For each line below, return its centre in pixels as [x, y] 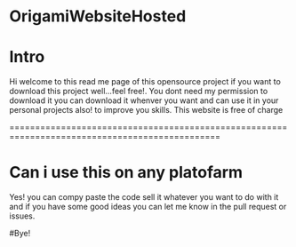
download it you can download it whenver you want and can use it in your [144, 100]
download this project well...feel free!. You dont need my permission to [139, 92]
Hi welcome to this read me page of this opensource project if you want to [145, 82]
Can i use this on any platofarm [126, 173]
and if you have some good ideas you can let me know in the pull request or [148, 207]
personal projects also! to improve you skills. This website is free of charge [146, 110]
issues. [22, 216]
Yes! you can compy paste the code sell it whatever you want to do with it [144, 197]
